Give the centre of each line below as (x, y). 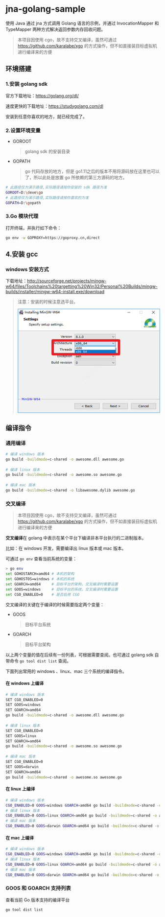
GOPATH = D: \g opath (23, 203)
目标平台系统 (38, 624)
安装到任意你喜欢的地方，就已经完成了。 (46, 117)
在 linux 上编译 (20, 789)
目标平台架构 (38, 644)
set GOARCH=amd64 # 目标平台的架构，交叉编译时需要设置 (62, 584)
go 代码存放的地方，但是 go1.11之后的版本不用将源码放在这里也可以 (92, 171)
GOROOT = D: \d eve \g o (24, 192)
